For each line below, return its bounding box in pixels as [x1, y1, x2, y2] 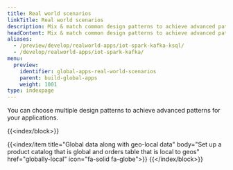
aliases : [7, 36, 33, 43]
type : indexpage [7, 87, 54, 94]
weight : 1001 [19, 81, 58, 88]
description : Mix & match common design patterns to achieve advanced [7, 23, 216, 30]
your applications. [7, 113, 59, 122]
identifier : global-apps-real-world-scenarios [19, 68, 157, 75]
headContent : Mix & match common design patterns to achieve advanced [7, 29, 216, 37]
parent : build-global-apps [19, 74, 98, 82]
